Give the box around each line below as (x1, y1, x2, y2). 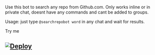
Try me (5, 28, 19, 34)
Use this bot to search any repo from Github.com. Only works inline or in (5, 4, 150, 10)
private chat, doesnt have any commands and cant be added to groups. (5, 9, 149, 15)
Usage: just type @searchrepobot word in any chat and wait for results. (5, 19, 145, 24)
